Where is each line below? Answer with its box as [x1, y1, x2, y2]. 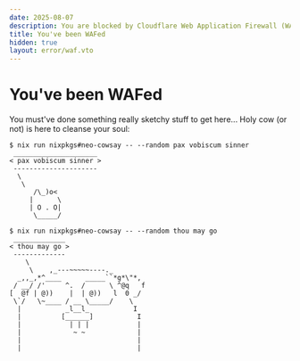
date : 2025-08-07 [9, 12, 74, 22]
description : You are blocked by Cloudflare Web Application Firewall [9, 21, 278, 30]
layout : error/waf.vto [9, 46, 94, 55]
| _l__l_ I [17, 305, 138, 314]
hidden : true [9, 37, 58, 47]
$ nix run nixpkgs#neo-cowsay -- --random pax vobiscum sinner [9, 141, 250, 150]
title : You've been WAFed [9, 29, 105, 38]
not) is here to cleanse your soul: [9, 124, 130, 135]
